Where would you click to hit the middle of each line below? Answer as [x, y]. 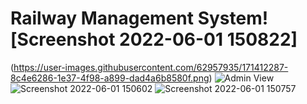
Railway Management [102, 18]
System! [233, 18]
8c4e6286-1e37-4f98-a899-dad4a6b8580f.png [110, 78]
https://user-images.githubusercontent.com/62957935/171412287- [151, 67]
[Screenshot [63, 39]
